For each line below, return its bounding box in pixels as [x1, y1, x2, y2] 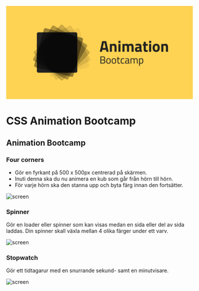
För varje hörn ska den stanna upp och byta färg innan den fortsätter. [14, 181, 184, 189]
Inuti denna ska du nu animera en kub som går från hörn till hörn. [14, 175, 174, 182]
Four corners [6, 156, 44, 164]
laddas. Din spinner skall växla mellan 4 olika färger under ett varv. [6, 228, 169, 235]
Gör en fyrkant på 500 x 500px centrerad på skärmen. [14, 169, 147, 176]
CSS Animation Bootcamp [6, 114, 136, 128]
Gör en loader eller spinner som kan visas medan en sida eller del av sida [6, 221, 185, 228]
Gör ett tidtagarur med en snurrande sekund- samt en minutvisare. [6, 267, 169, 274]
